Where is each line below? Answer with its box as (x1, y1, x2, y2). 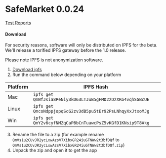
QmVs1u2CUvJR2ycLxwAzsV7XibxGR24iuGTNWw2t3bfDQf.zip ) (12, 142, 125, 148)
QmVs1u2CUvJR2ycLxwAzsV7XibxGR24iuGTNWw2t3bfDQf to (12, 137, 120, 143)
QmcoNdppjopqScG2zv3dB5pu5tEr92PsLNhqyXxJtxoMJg (33, 109, 150, 114)
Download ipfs (12, 67, 42, 73)
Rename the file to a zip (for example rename (12, 132, 104, 138)
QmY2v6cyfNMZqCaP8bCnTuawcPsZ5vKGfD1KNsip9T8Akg (33, 120, 150, 126)
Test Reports (5, 20, 31, 26)
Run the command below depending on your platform (12, 72, 122, 78)
